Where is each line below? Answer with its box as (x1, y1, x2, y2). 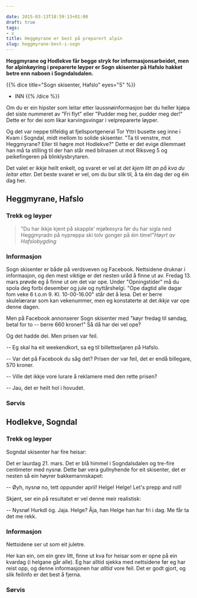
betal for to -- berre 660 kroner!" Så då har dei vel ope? (6, 321, 142, 328)
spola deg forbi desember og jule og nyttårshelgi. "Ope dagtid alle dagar (6, 284, 182, 292)
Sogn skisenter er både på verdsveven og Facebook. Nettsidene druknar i (6, 266, 186, 273)
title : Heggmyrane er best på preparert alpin (6, 36, 123, 42)
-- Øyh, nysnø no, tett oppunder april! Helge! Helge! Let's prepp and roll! (6, 484, 182, 491)
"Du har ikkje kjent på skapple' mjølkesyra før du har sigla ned (20, 225, 172, 232)
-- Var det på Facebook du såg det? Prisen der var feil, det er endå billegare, (6, 355, 192, 362)
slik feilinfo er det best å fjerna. (6, 571, 81, 578)
